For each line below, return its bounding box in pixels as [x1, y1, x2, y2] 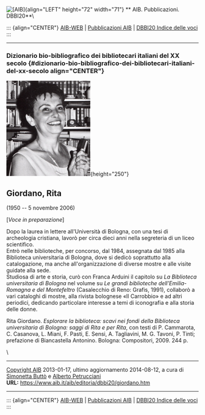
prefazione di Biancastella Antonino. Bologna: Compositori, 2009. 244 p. [6, 337, 189, 344]
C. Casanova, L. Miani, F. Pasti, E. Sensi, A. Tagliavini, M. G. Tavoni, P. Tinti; [6, 330, 195, 338]
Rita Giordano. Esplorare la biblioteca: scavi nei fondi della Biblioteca [6, 317, 180, 325]
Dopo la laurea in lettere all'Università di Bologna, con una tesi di [6, 228, 169, 235]
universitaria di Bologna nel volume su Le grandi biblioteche [6, 280, 157, 287]
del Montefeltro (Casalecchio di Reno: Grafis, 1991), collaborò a [36, 286, 195, 294]
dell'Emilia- [158, 280, 187, 287]
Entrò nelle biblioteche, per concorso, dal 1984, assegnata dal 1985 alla [6, 247, 185, 255]
